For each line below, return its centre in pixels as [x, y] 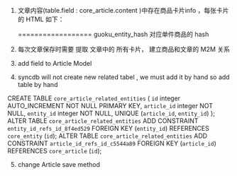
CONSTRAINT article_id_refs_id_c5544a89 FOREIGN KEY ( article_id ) [112, 143]
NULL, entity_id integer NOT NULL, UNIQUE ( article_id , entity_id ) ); [111, 113]
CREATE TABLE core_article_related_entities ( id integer [94, 98]
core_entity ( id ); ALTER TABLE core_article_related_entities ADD [108, 136]
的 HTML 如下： [41, 19]
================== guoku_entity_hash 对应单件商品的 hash [113, 34]
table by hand [38, 84]
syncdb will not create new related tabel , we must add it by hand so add [123, 77]
